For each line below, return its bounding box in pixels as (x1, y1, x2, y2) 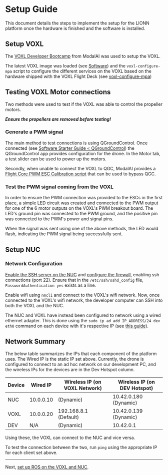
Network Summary (5, 337, 65, 346)
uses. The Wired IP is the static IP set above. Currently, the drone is (5, 356, 144, 362)
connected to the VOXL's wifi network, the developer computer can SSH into (5, 297, 163, 303)
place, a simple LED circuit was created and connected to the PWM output (5, 200, 158, 206)
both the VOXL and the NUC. (5, 302, 64, 308)
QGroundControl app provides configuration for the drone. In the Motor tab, (5, 150, 161, 156)
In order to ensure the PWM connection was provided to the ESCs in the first (5, 195, 163, 201)
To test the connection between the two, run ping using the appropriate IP (5, 444, 157, 450)
